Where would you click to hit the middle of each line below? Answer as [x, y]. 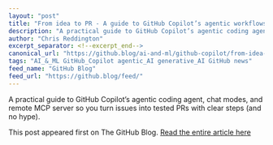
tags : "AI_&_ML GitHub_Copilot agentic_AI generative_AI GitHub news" [130, 62]
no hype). [24, 116]
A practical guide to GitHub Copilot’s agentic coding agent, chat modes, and [136, 99]
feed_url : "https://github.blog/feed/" [76, 76]
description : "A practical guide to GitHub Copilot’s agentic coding [129, 31]
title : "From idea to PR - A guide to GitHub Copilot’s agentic [119, 23]
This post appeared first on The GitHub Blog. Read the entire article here [130, 132]
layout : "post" [34, 16]
